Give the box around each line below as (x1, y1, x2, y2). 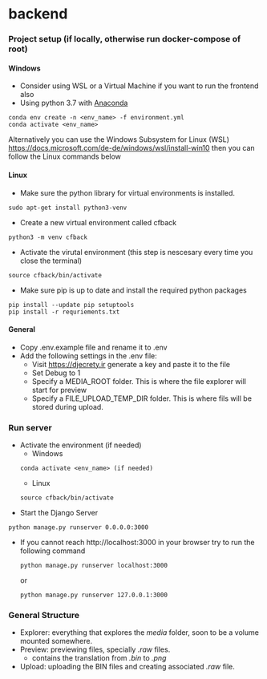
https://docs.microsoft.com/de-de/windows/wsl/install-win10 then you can (8, 143, 255, 153)
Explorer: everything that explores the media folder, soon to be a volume (19, 628, 259, 637)
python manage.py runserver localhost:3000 (19, 562, 168, 570)
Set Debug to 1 (31, 368, 81, 378)
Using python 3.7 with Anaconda (19, 98, 128, 108)
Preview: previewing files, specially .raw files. (19, 645, 171, 654)
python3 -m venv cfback (8, 233, 88, 241)
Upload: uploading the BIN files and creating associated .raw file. (19, 662, 235, 672)
